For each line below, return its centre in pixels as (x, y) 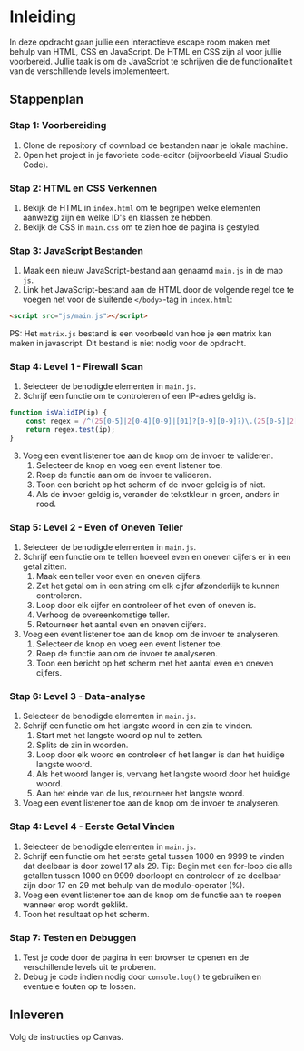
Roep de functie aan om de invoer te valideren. (123, 475)
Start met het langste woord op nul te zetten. (120, 736)
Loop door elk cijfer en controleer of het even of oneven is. (146, 606)
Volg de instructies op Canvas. (67, 1036)
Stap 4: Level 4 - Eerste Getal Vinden (92, 826)
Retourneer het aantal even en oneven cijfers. (121, 625)
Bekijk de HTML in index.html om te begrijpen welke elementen (142, 207)
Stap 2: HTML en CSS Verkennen (83, 188)
